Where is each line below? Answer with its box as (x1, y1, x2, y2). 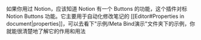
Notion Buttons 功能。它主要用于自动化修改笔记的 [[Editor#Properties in (6, 13, 185, 20)
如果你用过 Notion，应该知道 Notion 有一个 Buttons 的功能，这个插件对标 (6, 5, 188, 12)
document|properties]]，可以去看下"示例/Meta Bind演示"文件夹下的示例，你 (6, 20, 195, 27)
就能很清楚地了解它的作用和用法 (6, 27, 86, 35)
